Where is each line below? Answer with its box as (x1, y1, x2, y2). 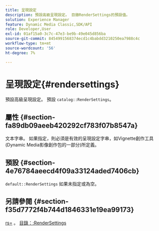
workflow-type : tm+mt (5, 41, 51, 46)
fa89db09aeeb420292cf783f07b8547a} (5, 121, 138, 130)
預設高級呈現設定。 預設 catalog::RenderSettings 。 (5, 96, 114, 102)
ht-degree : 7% (5, 50, 36, 55)
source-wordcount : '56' (5, 46, 56, 51)
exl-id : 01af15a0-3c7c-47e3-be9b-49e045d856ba (5, 31, 106, 36)
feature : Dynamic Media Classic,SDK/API (5, 22, 93, 27)
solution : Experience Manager (5, 17, 70, 22)
